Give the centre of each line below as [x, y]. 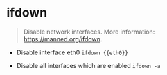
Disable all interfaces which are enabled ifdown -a [88, 65]
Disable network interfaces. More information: [89, 32]
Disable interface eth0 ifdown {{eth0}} [72, 52]
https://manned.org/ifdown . [63, 39]
